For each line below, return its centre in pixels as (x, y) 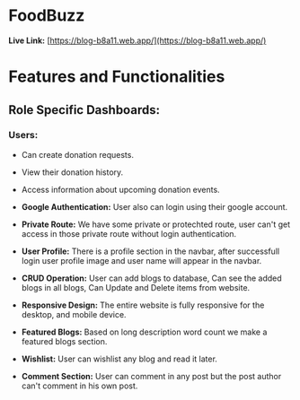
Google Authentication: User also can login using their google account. (154, 206)
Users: (23, 135)
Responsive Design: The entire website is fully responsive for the (143, 305)
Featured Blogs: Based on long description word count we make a (144, 332)
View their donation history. (72, 172)
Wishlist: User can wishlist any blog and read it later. (119, 359)
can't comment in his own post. (79, 386)
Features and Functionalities (117, 77)
